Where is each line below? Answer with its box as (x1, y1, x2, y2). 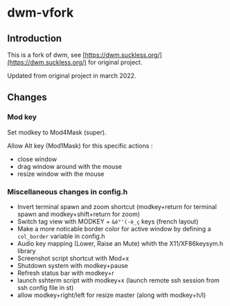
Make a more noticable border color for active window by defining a (17, 224, 211, 233)
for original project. (87, 58, 143, 66)
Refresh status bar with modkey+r (17, 269, 114, 277)
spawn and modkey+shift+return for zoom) (17, 210, 141, 218)
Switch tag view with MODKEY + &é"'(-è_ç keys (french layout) (17, 217, 199, 226)
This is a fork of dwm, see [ (7, 51, 85, 59)
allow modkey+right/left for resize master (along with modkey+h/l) (17, 291, 206, 299)
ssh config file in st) (17, 283, 74, 291)
